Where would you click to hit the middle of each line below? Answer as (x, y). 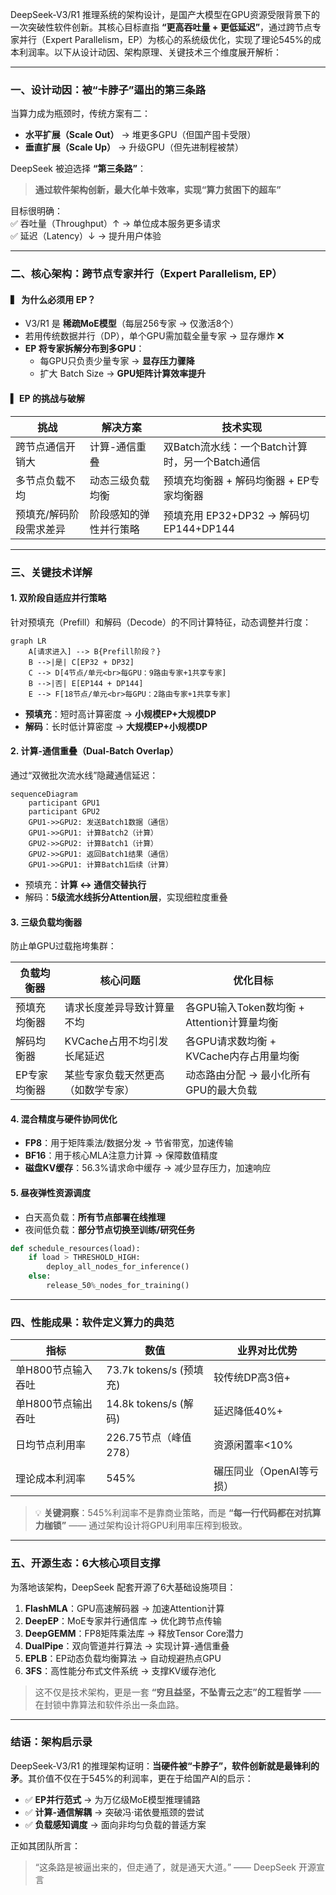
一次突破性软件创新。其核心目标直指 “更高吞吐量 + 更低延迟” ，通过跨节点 (161, 27)
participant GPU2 (64, 811)
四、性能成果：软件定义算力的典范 (92, 1322)
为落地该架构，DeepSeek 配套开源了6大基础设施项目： (123, 1587)
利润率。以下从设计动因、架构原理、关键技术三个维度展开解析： (150, 52)
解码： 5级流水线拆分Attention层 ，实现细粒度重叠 (126, 897)
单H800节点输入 (54, 1370)
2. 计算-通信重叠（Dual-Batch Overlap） (94, 751)
